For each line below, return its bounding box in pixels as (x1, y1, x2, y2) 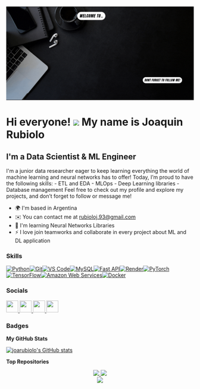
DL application (14, 237, 51, 244)
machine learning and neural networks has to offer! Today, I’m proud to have (6, 173, 193, 181)
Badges (6, 321, 29, 330)
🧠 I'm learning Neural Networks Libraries (14, 222, 115, 229)
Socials (6, 286, 28, 295)
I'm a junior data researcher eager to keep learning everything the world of (6, 167, 189, 174)
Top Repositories (6, 358, 49, 365)
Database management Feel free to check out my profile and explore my (6, 186, 184, 193)
